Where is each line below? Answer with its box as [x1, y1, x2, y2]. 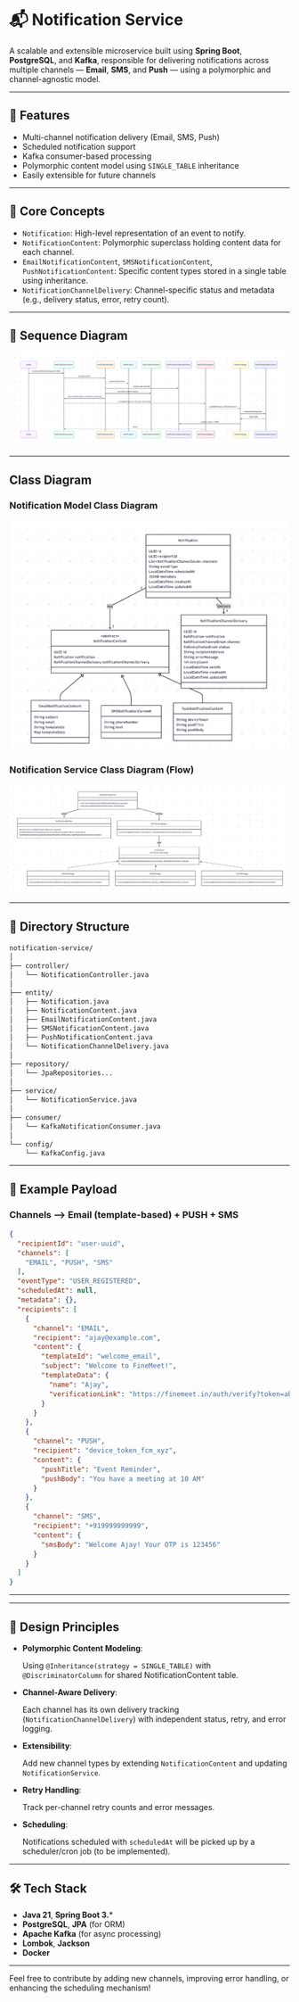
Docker [21, 1947, 51, 1957]
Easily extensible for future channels [21, 170, 157, 180]
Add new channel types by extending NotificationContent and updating [21, 1758, 287, 1768]
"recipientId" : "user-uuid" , [17, 1239, 125, 1248]
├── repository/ [9, 1060, 69, 1069]
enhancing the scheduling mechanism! [9, 1982, 151, 1993]
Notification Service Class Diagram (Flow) [9, 763, 194, 775]
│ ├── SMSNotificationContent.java [9, 1024, 149, 1033]
